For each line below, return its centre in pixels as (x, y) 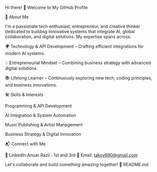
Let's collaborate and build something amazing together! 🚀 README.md (77, 164)
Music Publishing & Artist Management (44, 125)
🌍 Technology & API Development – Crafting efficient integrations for (74, 46)
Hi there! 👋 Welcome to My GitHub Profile (46, 8)
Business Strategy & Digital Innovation (43, 134)
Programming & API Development (38, 106)
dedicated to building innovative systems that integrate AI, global (70, 31)
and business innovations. (31, 85)
